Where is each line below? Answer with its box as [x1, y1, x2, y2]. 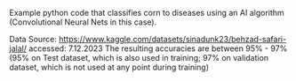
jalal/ [9, 43, 27, 54]
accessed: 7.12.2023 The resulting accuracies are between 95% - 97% [28, 43, 288, 54]
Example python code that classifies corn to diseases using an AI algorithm [9, 8, 284, 18]
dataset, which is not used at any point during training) [9, 62, 210, 72]
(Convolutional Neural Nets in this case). [9, 17, 157, 27]
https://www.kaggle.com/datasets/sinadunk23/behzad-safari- [59, 34, 287, 44]
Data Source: [9, 34, 58, 44]
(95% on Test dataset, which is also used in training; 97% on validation [9, 53, 269, 63]
